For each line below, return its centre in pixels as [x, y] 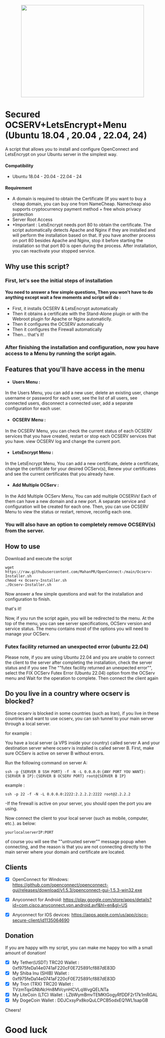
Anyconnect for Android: [37, 899]
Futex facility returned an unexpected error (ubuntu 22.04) [77, 646]
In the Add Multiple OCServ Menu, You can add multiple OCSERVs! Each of [81, 496]
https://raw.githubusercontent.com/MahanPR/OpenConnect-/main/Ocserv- [79, 572]
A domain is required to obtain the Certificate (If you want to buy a [79, 199]
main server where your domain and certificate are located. [65, 852]
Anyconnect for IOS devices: [41, 914]
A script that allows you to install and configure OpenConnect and [72, 149]
